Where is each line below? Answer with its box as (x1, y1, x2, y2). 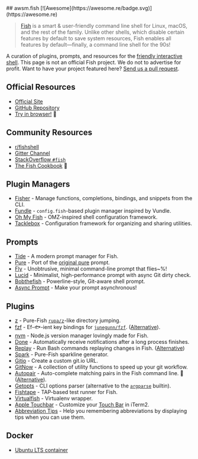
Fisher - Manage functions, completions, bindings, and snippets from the (14, 195, 193, 202)
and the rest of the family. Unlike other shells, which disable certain (20, 28, 185, 35)
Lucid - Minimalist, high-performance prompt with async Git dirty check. (14, 272, 191, 279)
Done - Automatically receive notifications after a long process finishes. (14, 338, 190, 346)
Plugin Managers (6, 179, 70, 190)
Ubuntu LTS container (14, 446, 68, 453)
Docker (6, 431, 34, 441)
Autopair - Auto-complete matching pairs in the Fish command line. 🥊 (14, 370, 184, 377)
